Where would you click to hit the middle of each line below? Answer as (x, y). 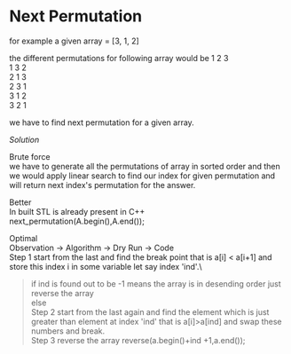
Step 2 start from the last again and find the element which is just (150, 311)
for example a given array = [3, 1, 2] (74, 41)
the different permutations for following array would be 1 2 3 (119, 58)
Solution (24, 139)
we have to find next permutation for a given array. (102, 122)
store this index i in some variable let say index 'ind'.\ (106, 266)
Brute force (30, 156)
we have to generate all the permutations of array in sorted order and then (145, 166)
